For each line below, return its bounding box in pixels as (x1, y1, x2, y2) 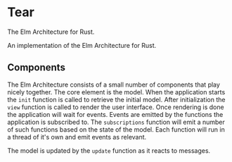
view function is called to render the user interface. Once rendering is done (7, 103, 224, 111)
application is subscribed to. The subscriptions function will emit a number (7, 118, 225, 126)
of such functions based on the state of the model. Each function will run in (7, 125, 225, 134)
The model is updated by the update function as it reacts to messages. (7, 146, 211, 155)
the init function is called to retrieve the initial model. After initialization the (7, 95, 226, 104)
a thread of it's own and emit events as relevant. (7, 132, 147, 141)
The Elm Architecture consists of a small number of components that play (7, 80, 220, 89)
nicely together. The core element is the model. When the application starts (7, 87, 226, 96)
